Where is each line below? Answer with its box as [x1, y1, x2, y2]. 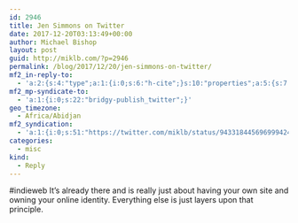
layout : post [9, 46, 58, 55]
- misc [17, 144, 42, 153]
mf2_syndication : [9, 120, 74, 129]
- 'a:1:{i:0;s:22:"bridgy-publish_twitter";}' [17, 95, 192, 104]
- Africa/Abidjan [17, 111, 82, 120]
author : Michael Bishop [9, 37, 98, 47]
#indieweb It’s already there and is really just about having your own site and [9, 185, 289, 196]
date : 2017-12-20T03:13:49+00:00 [9, 29, 133, 38]
